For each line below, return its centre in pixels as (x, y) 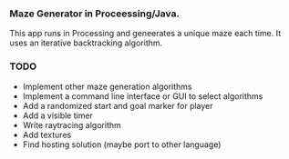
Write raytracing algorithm (72, 124)
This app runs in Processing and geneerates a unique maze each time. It (145, 34)
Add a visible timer (58, 115)
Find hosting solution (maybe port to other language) (122, 144)
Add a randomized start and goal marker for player (118, 105)
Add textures (47, 134)
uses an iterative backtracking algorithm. (86, 43)
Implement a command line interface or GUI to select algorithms (143, 96)
